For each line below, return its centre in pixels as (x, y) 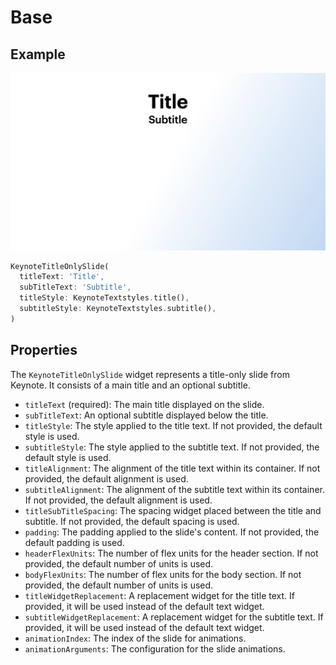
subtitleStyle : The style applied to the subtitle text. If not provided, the (172, 447)
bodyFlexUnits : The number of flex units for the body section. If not (163, 574)
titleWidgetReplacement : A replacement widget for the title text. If (160, 595)
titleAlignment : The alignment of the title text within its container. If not (172, 468)
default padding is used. (74, 542)
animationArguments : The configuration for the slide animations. (155, 648)
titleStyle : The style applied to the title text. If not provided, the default (173, 425)
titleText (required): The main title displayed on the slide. (144, 404)
